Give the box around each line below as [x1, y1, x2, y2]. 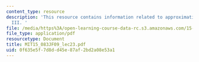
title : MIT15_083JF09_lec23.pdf [6, 42, 86, 48]
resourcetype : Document [6, 36, 65, 42]
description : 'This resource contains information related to [6, 14, 163, 20]
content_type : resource [6, 8, 65, 15]
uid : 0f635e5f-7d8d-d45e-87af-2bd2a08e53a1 [6, 47, 115, 53]
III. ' [11, 19, 28, 25]
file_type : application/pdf [6, 31, 76, 37]
